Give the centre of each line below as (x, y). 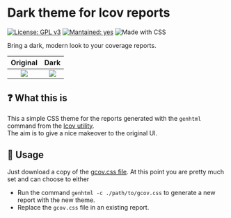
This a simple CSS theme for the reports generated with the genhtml (104, 118)
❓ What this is (37, 98)
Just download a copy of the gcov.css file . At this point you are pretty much (116, 171)
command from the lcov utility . (51, 126)
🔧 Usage (25, 155)
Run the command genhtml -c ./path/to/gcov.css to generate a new (116, 192)
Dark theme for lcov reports (89, 13)
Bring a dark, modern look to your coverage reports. (82, 45)
